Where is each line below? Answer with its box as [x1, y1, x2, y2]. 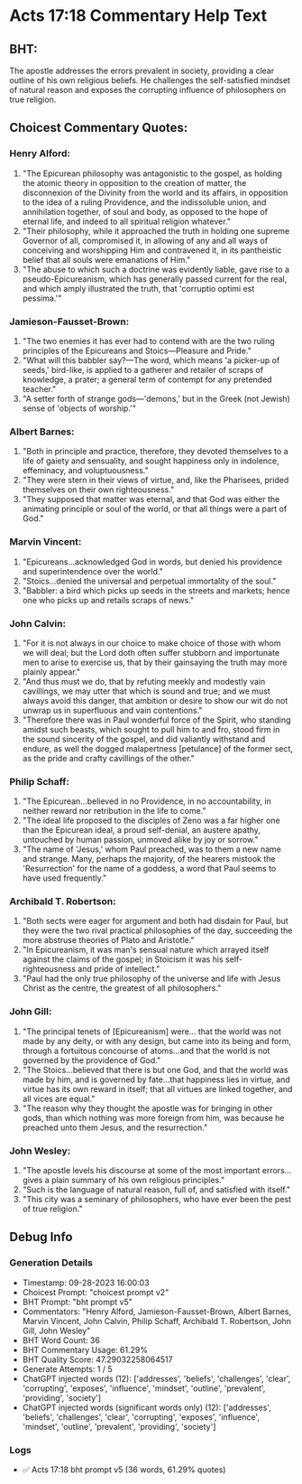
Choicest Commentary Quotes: [9, 120, 188, 135]
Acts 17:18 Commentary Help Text [9, 5, 268, 26]
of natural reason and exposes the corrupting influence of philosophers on [9, 85, 287, 95]
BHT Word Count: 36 [22, 1334, 101, 1346]
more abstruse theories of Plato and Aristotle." [22, 935, 196, 946]
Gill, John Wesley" [22, 1325, 91, 1336]
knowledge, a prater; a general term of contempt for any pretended [22, 374, 272, 385]
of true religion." [22, 1203, 83, 1215]
